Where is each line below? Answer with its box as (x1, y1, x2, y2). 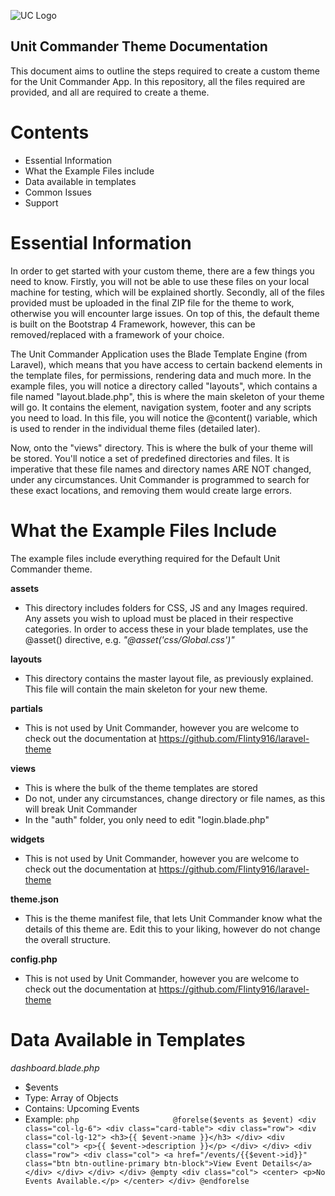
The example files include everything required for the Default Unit (10, 552, 281, 564)
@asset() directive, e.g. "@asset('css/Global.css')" (24, 633, 235, 645)
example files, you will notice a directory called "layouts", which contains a (10, 380, 318, 392)
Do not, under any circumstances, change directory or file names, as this (24, 792, 326, 804)
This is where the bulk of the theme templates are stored (24, 781, 258, 794)
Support (24, 196, 59, 209)
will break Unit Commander (24, 803, 138, 815)
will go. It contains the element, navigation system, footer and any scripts (10, 401, 312, 413)
